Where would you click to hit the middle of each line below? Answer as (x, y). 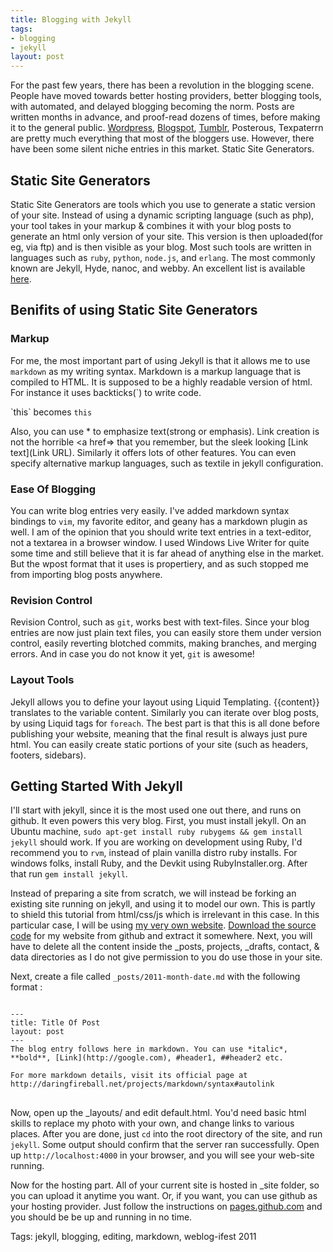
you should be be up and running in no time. (101, 1217)
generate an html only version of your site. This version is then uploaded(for (166, 236)
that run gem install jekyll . (69, 874)
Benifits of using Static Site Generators (134, 310)
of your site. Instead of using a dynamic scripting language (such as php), (162, 215)
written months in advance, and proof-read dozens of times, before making (165, 117)
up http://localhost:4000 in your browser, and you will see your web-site (162, 1155)
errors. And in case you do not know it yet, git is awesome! (132, 654)
